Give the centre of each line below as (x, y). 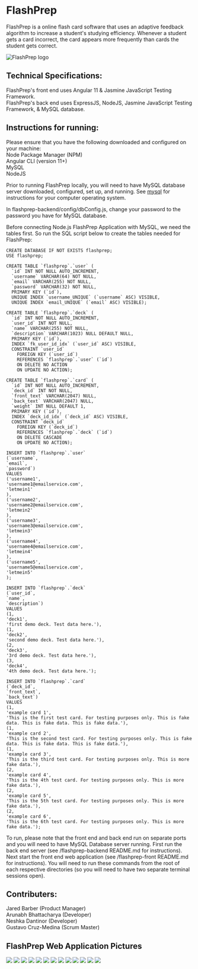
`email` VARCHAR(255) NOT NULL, (52, 282)
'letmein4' (20, 552)
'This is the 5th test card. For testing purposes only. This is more (95, 801)
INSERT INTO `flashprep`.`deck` (46, 588)
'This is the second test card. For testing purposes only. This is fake (99, 738)
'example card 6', (29, 816)
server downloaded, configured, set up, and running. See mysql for (88, 191)
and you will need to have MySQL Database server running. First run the (94, 844)
